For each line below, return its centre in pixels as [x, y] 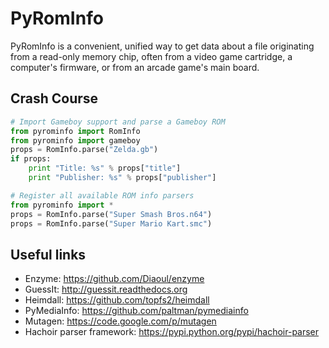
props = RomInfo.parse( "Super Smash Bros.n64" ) [111, 214]
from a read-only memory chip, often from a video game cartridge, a [151, 56]
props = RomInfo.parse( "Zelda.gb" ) [84, 150]
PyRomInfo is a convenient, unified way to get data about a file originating [162, 46]
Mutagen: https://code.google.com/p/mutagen [120, 321]
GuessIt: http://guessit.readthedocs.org [106, 289]
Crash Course [54, 98]
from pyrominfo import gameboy [75, 140]
